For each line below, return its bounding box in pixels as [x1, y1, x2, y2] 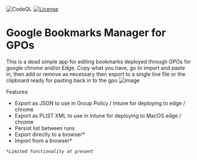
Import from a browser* [14, 137, 73, 144]
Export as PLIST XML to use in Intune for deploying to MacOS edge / [14, 112, 182, 119]
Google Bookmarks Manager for [6, 26, 166, 39]
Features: [6, 88, 29, 95]
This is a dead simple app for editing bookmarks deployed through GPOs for [6, 58, 192, 65]
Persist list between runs [14, 124, 75, 132]
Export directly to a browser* [14, 131, 86, 138]
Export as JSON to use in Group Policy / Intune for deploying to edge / [14, 99, 186, 106]
